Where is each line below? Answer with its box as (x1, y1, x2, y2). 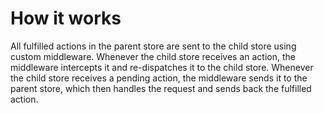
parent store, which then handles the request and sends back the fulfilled (10, 82, 312, 94)
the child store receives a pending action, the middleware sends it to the (10, 72, 308, 84)
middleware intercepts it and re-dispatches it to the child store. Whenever (10, 61, 314, 73)
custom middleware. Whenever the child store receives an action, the (10, 50, 296, 62)
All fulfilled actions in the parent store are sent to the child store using (10, 40, 297, 52)
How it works (10, 7, 122, 30)
